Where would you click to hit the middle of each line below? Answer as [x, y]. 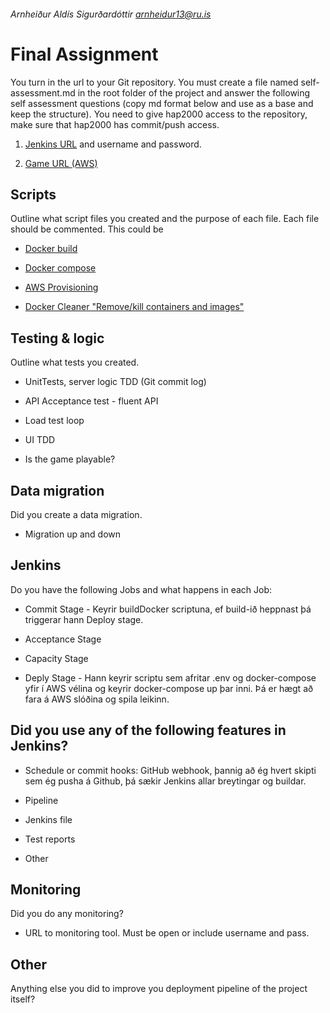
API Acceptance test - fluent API [91, 401]
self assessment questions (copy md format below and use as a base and [162, 103]
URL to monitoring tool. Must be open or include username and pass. [167, 933]
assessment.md [43, 92]
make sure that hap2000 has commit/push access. [115, 124]
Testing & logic [57, 338]
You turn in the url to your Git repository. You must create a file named [154, 82]
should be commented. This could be [87, 229]
